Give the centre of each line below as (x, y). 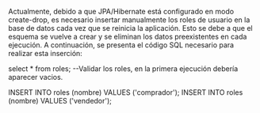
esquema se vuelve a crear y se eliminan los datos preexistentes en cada (128, 36)
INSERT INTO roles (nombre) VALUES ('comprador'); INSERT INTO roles (126, 92)
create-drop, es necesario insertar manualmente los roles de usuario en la (129, 20)
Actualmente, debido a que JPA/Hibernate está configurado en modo (121, 11)
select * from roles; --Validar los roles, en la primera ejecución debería (123, 69)
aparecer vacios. (36, 77)
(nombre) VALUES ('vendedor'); (60, 101)
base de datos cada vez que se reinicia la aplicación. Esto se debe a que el (131, 28)
